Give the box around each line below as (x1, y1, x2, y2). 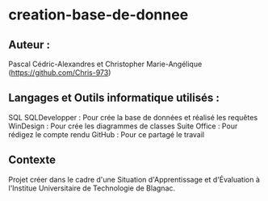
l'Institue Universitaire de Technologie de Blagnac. (8, 183, 176, 193)
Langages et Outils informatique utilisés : (8, 91, 220, 105)
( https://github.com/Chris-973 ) (8, 68, 111, 77)
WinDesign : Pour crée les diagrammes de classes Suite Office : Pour (8, 121, 238, 131)
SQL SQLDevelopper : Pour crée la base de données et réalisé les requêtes (8, 112, 258, 122)
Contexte (8, 153, 57, 167)
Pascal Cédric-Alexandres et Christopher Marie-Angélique (8, 59, 203, 69)
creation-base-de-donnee (8, 6, 189, 24)
